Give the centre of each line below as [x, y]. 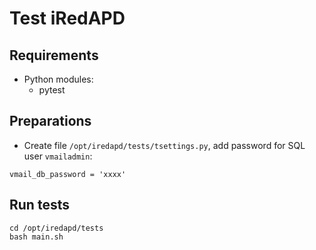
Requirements [54, 55]
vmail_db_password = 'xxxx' [68, 174]
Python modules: [58, 79]
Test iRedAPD [67, 18]
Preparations [50, 121]
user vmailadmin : [58, 156]
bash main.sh [36, 237]
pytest [52, 90]
